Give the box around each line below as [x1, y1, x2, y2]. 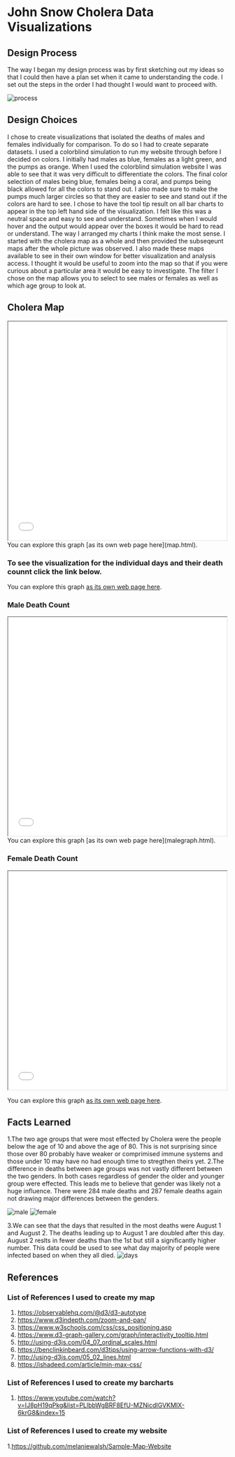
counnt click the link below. [7, 567, 103, 576]
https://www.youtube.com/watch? [17, 1393, 116, 1402]
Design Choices [7, 114, 78, 126]
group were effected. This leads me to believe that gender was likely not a [7, 1179, 221, 1188]
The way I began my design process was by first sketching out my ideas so [7, 66, 225, 73]
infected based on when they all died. [7, 1251, 115, 1260]
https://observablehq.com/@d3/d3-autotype [17, 1309, 147, 1317]
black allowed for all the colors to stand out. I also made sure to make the [7, 185, 218, 193]
